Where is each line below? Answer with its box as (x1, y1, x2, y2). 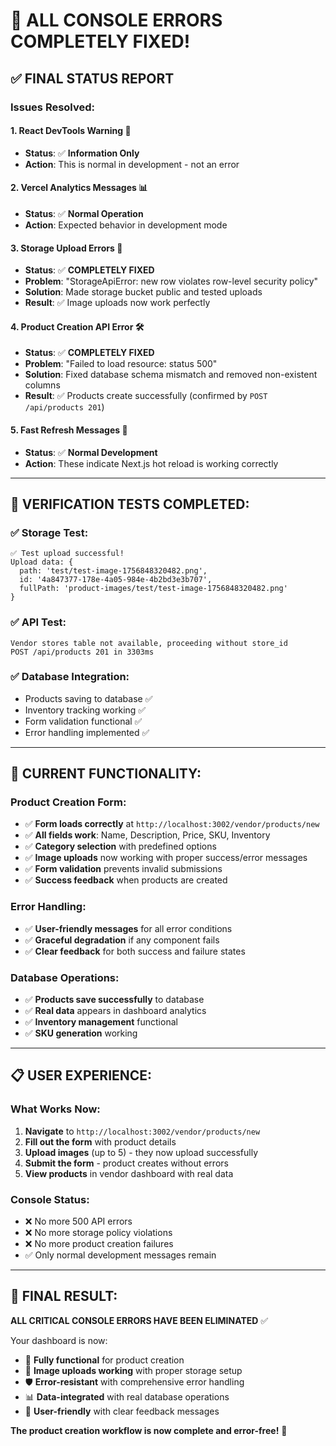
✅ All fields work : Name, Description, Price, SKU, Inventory (24, 829, 271, 841)
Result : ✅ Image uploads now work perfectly (24, 297, 211, 309)
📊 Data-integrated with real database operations (24, 1390, 230, 1403)
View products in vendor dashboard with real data (24, 1167, 234, 1179)
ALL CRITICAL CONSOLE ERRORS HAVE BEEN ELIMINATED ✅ (10, 1314, 269, 1326)
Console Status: (10, 1192, 90, 1206)
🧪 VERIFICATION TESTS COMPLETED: (10, 495, 250, 513)
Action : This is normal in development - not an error (24, 158, 240, 170)
